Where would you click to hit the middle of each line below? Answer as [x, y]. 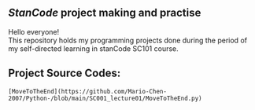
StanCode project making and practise [105, 13]
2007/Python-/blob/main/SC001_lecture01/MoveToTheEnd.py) [105, 98]
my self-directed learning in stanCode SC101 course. [93, 48]
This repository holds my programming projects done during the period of [128, 40]
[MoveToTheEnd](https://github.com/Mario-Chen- [88, 91]
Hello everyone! [34, 31]
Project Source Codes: [65, 73]
